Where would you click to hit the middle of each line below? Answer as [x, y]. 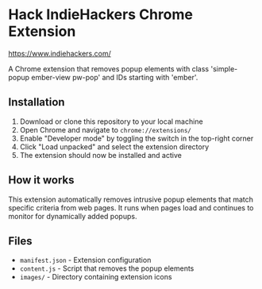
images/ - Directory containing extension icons [96, 277]
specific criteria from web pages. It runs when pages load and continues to [131, 207]
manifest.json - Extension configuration [85, 260]
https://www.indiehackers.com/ [60, 53]
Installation [37, 102]
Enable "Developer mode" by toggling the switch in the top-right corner [137, 138]
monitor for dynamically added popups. [73, 216]
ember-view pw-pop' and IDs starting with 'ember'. [115, 77]
